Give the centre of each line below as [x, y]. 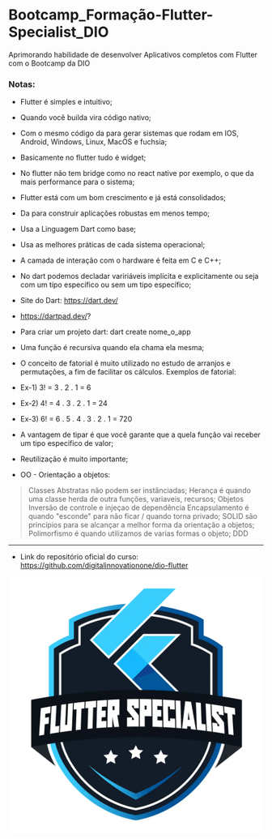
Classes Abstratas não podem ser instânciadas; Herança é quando [139, 490]
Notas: [22, 84]
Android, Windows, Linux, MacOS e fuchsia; [93, 142]
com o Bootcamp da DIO [49, 63]
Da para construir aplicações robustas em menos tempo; [115, 213]
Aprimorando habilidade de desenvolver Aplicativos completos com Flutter [133, 54]
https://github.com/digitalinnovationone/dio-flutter [104, 566]
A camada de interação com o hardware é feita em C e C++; [120, 260]
